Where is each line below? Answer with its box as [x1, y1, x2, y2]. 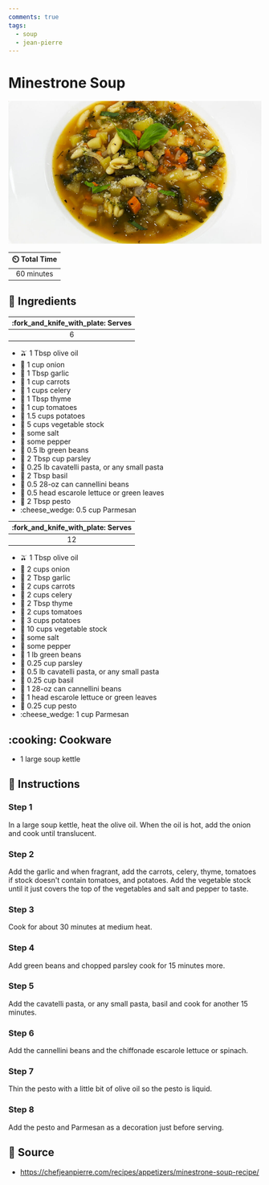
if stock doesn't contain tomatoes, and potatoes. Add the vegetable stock [8, 875, 251, 884]
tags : [8, 21, 26, 30]
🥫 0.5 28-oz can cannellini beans [19, 479, 130, 489]
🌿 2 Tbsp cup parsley [19, 453, 92, 463]
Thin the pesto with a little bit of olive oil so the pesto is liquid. [8, 1084, 213, 1093]
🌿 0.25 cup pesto [19, 701, 77, 711]
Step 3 [8, 904, 35, 915]
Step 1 [8, 802, 33, 813]
